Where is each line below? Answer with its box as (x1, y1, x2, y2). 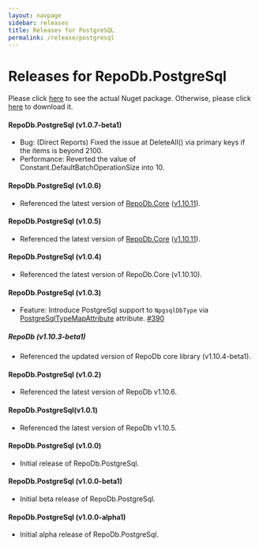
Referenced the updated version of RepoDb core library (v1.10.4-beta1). (19, 352, 251, 362)
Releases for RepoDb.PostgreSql (8, 68, 227, 85)
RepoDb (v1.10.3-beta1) (8, 332, 86, 341)
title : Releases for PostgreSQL (8, 26, 114, 34)
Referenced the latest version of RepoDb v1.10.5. (19, 423, 178, 433)
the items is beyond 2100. (19, 146, 103, 155)
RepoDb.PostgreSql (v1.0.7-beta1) (8, 120, 122, 129)
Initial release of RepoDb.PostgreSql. (19, 459, 140, 468)
